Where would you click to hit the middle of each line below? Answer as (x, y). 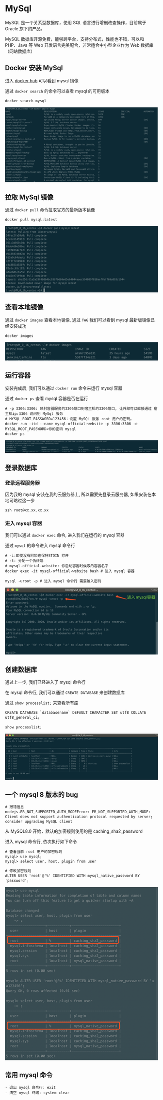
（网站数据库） (20, 51)
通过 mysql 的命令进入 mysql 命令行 (40, 545)
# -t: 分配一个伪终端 (24, 560)
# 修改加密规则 (18, 871)
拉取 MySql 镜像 (29, 197)
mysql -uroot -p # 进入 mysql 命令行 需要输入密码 (53, 581)
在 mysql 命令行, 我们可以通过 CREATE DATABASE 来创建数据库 (65, 692)
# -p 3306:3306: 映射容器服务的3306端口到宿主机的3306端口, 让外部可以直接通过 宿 (81, 409)
